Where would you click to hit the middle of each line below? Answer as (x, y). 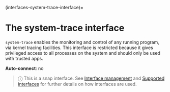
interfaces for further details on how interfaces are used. (77, 84)
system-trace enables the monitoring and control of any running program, (82, 42)
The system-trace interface (65, 28)
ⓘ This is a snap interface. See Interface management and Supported (91, 78)
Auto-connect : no (24, 68)
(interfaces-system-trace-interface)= (44, 7)
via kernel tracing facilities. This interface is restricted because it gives (79, 48)
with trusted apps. (24, 58)
